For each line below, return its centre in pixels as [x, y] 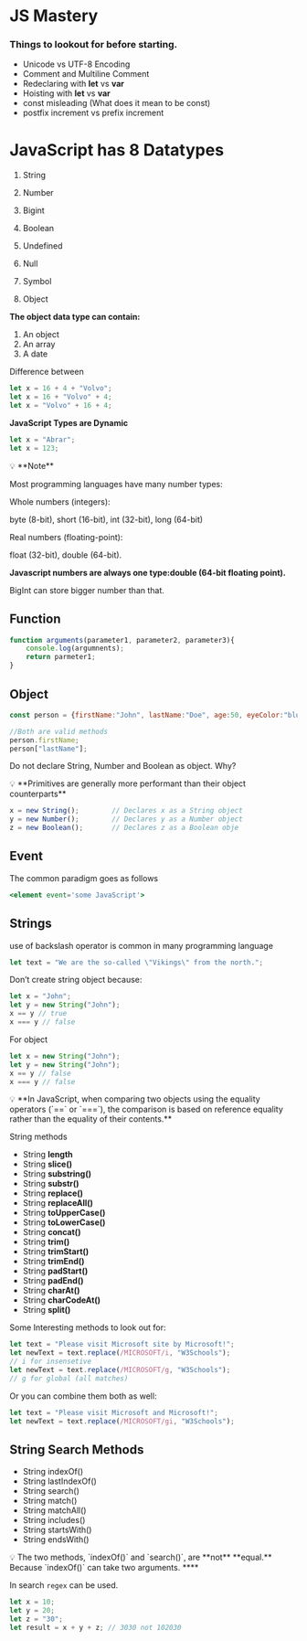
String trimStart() [56, 1252]
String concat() [52, 1232]
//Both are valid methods [58, 731]
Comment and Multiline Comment [86, 74]
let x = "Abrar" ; [42, 440]
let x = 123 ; [34, 448]
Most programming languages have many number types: [116, 484]
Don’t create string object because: [76, 980]
